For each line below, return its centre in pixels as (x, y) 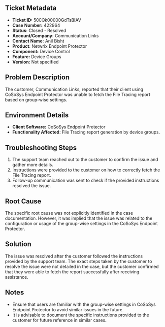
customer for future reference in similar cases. (59, 320)
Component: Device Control (41, 51)
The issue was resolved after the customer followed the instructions (74, 256)
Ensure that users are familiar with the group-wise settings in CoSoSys (84, 304)
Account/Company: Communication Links (55, 35)
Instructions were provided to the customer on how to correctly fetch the (86, 170)
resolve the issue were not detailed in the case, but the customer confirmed (82, 266)
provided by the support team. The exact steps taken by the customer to (79, 261)
